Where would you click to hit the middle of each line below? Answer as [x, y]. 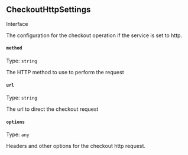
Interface [17, 24]
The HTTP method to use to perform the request [65, 72]
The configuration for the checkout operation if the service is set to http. [94, 35]
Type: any [18, 134]
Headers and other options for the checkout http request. [76, 146]
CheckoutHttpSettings [48, 10]
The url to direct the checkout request [52, 109]
